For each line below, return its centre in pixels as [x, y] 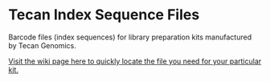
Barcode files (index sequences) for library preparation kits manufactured [130, 37]
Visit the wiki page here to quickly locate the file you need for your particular [135, 61]
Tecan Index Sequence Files [104, 15]
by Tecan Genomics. [42, 45]
